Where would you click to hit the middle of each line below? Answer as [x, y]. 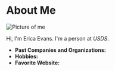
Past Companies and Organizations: [60, 50]
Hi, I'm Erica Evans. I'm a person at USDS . [57, 38]
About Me [31, 10]
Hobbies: [27, 56]
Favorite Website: [37, 63]
